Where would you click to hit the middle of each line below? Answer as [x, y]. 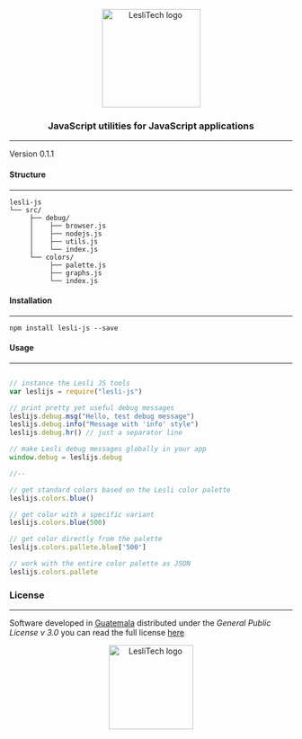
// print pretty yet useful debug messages [92, 408]
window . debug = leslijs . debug [66, 458]
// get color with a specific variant [82, 514]
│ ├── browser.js [67, 226]
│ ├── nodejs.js [66, 234]
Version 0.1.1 [32, 154]
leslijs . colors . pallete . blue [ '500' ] [78, 548]
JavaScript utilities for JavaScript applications [151, 126]
